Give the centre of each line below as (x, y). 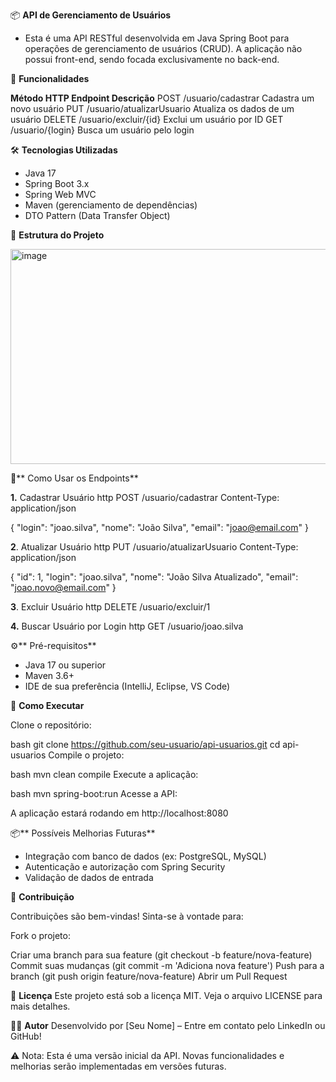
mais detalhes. (40, 1006)
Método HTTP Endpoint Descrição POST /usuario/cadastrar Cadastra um (162, 98)
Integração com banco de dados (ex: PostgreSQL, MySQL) (145, 856)
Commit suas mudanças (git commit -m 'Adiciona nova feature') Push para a (167, 965)
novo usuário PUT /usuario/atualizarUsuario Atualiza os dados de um (152, 108)
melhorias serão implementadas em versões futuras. (118, 1066)
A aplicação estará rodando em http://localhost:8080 (119, 813)
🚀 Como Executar (47, 705)
